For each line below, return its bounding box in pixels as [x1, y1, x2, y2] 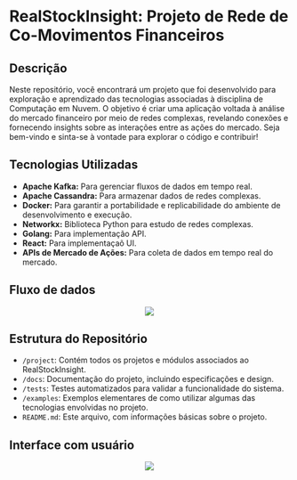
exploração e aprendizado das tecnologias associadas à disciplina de [9, 94, 264, 104]
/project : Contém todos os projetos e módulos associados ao [21, 354, 249, 366]
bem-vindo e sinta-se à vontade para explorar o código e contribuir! [9, 132, 259, 142]
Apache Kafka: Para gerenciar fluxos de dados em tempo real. [21, 181, 253, 191]
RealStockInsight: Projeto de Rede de [9, 6, 289, 27]
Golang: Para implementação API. [21, 228, 147, 239]
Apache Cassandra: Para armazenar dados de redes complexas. [21, 190, 261, 201]
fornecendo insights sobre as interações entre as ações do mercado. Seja [9, 122, 280, 133]
